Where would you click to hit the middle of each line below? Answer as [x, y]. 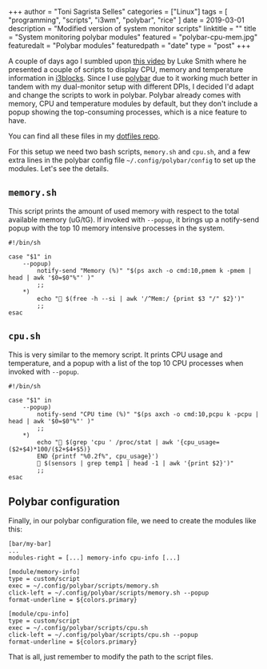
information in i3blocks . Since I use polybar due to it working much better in [133, 78]
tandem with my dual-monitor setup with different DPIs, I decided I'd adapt [131, 86]
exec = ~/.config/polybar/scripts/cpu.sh [78, 628]
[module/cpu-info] [39, 614]
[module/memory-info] [44, 572]
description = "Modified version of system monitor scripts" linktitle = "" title [132, 28]
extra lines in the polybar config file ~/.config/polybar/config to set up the [132, 160]
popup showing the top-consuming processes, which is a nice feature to [128, 112]
